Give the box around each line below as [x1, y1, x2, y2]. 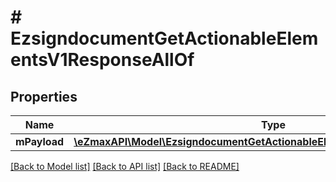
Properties [10, 88, 78, 105]
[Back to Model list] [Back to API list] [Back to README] [10, 161, 240, 172]
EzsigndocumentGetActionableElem [10, 27, 319, 50]
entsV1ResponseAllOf [10, 49, 195, 71]
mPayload [15, 135, 65, 148]
